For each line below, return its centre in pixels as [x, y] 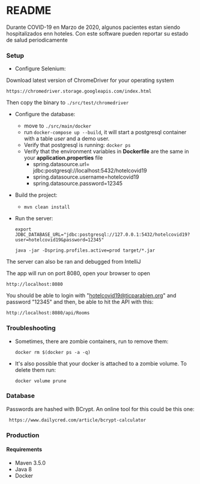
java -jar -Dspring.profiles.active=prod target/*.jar [85, 250]
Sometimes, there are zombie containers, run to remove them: [92, 341]
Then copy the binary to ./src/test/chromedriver [68, 102]
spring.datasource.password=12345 [78, 184]
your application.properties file [63, 158]
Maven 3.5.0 [30, 463]
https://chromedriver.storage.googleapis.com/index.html [79, 92]
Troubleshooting [31, 328]
